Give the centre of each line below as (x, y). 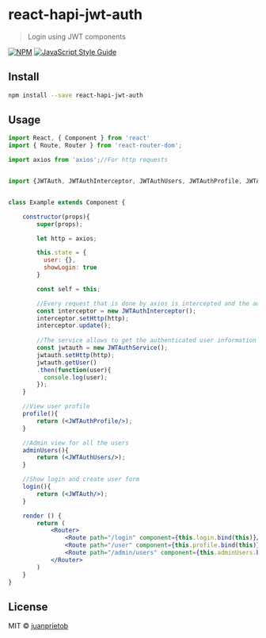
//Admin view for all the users (76, 443)
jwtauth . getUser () (67, 363)
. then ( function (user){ (74, 370)
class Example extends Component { (67, 202)
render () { (42, 516)
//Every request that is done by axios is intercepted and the (143, 303)
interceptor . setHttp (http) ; (83, 318)
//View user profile (56, 406)
